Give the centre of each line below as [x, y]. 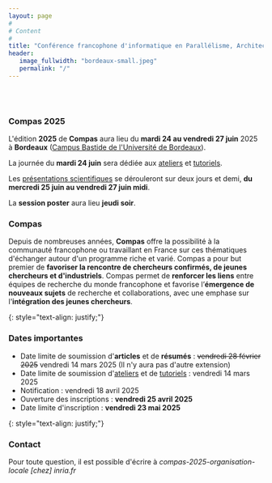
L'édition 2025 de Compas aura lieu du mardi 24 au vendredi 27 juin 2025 [133, 139]
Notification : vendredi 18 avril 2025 [79, 390]
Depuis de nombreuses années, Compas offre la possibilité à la [114, 241]
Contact [25, 444]
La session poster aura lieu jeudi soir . [72, 203]
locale [19, 470]
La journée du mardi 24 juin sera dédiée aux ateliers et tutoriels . [115, 163]
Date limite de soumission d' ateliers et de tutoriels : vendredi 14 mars [135, 373]
